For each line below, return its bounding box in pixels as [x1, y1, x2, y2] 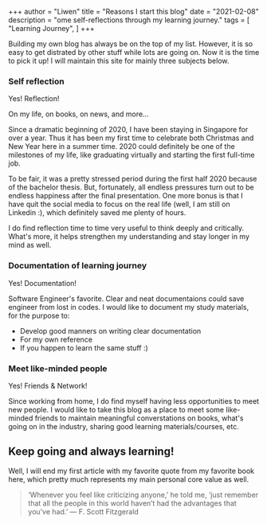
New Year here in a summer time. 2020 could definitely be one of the [8, 142, 235, 151]
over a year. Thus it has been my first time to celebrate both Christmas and [8, 133, 254, 143]
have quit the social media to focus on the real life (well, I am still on [8, 199, 230, 209]
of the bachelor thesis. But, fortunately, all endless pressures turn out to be [8, 182, 255, 192]
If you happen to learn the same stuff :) [19, 342, 149, 353]
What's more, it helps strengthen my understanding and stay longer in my [8, 232, 249, 241]
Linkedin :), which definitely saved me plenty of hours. [8, 208, 187, 217]
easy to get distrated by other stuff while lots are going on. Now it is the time [8, 48, 260, 57]
